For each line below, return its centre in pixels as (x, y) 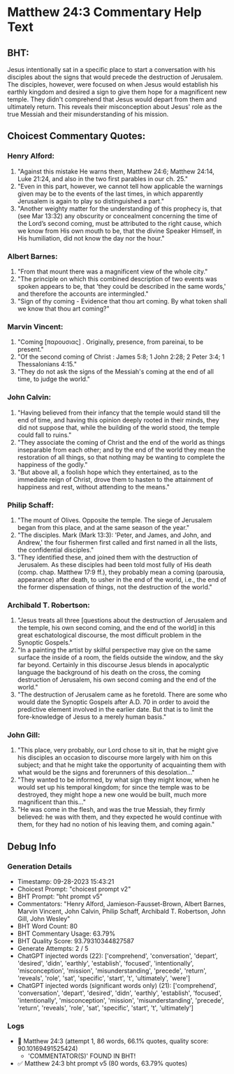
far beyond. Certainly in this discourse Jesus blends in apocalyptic (113, 665)
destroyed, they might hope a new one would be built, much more (112, 795)
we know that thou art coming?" (63, 308)
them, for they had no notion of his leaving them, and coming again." (116, 824)
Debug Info (32, 846)
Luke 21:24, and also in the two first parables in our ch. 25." (103, 178)
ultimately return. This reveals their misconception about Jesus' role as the (115, 107)
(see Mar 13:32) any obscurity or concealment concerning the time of (117, 216)
